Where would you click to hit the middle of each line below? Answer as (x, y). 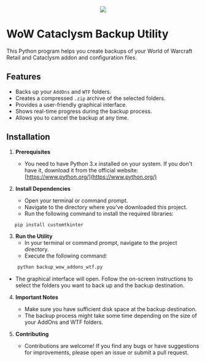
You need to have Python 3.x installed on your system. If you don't (108, 164)
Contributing (32, 334)
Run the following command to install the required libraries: (99, 214)
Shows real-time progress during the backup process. (83, 111)
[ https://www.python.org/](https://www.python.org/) (91, 177)
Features (24, 77)
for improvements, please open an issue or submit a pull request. (106, 353)
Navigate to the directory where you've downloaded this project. (106, 207)
